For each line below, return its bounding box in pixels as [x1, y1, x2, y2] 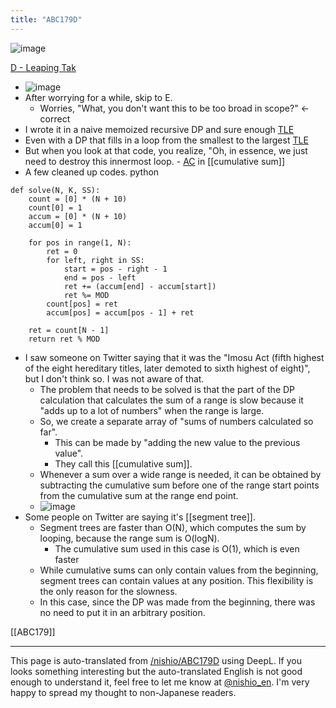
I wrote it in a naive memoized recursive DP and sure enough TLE [24, 123, 295, 135]
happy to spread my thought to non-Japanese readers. [10, 686, 237, 698]
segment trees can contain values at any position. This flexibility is [39, 574, 314, 586]
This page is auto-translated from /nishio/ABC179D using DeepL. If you [10, 654, 302, 666]
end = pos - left [63, 272, 137, 283]
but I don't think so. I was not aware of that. [24, 372, 205, 385]
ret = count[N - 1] [28, 325, 110, 335]
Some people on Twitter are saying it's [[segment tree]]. [24, 511, 256, 523]
